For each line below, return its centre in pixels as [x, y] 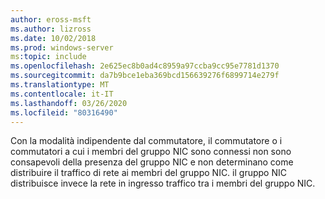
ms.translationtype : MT [60, 85]
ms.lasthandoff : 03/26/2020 [69, 103]
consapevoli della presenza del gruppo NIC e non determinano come [152, 162]
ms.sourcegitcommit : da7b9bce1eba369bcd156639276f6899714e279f [145, 76]
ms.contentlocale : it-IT [62, 94]
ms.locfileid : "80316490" [64, 112]
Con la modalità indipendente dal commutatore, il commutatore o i [146, 141]
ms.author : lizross [51, 29]
